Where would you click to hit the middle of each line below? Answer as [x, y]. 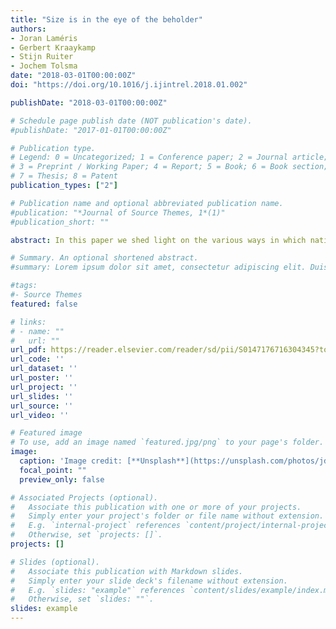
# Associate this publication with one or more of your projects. [156, 507]
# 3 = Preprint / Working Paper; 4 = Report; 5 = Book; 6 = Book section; [169, 167]
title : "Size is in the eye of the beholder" [106, 19]
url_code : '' [37, 359]
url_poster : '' [42, 378]
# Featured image [46, 433]
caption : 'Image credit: [71, 461]
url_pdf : [28, 350]
